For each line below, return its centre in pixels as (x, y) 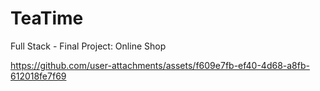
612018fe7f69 (38, 76)
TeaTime (47, 18)
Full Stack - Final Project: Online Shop (88, 46)
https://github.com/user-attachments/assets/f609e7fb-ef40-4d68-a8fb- (160, 65)
